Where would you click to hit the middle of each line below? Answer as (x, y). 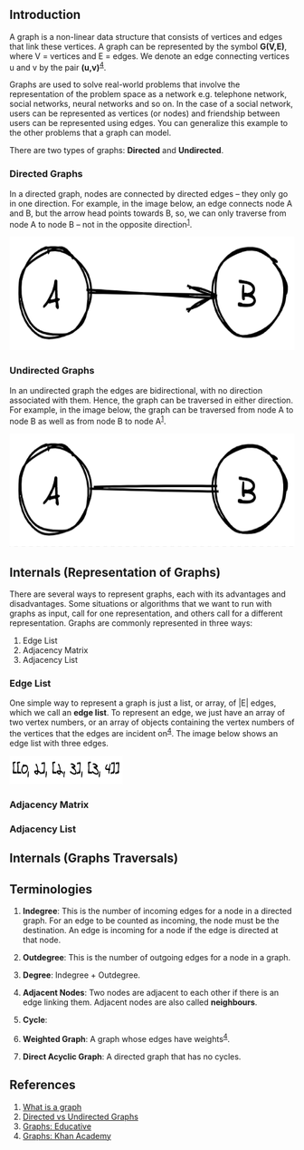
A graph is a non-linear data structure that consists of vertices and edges (146, 36)
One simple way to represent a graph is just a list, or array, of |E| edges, (143, 703)
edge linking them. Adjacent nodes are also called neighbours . (140, 1002)
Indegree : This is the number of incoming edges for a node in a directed (157, 911)
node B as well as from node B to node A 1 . (88, 420)
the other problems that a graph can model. (90, 133)
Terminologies (51, 889)
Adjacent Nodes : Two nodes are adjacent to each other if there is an (151, 993)
